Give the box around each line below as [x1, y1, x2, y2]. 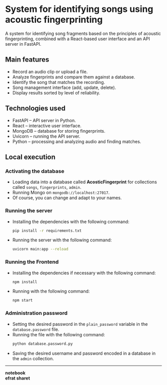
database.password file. [12, 326, 60, 332]
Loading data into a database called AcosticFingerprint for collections [12, 179, 158, 185]
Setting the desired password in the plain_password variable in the [12, 321, 148, 327]
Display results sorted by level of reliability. [12, 89, 100, 95]
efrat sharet [5, 375, 30, 381]
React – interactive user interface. [12, 123, 82, 129]
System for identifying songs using [5, 3, 154, 15]
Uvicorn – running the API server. [12, 133, 81, 139]
